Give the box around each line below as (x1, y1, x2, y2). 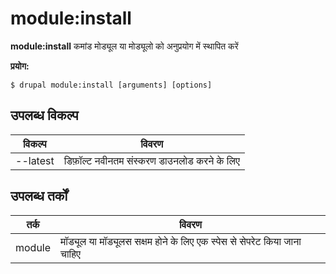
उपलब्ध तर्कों (10, 188, 68, 205)
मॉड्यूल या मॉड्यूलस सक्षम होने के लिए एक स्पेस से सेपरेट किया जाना (60, 234, 302, 248)
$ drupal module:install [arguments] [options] (10, 80, 213, 90)
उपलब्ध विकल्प (10, 107, 79, 124)
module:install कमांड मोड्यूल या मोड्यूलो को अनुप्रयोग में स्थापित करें (10, 40, 239, 52)
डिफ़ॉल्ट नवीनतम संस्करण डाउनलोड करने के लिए (63, 153, 240, 167)
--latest (15, 153, 55, 167)
